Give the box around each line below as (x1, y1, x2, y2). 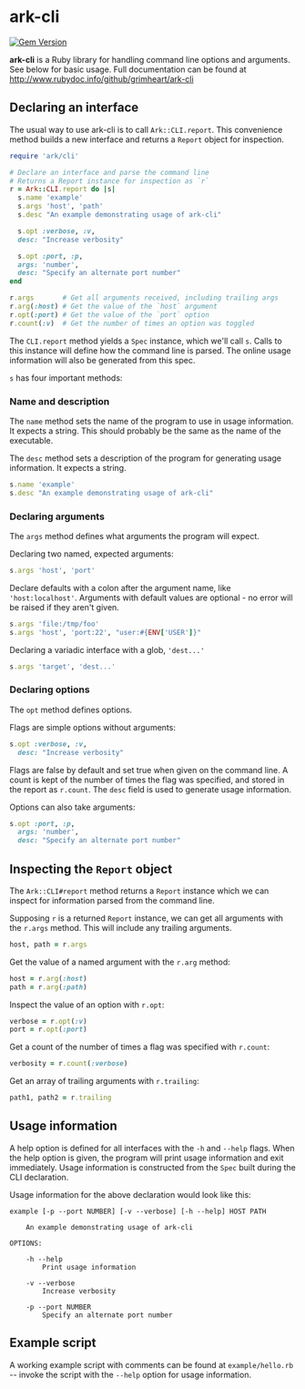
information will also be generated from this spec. (9, 354, 196, 365)
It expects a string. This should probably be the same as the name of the (9, 425, 281, 436)
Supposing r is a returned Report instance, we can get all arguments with (9, 913, 284, 924)
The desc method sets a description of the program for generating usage (9, 453, 282, 464)
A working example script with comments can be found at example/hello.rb (9, 1359, 294, 1370)
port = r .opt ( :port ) (9, 1025, 88, 1035)
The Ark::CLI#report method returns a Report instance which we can (9, 885, 269, 896)
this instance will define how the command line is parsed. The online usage (9, 344, 291, 356)
